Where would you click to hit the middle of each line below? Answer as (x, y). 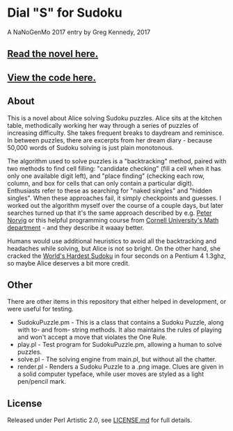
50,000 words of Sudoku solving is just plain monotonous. (90, 147)
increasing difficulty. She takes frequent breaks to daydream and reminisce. (116, 133)
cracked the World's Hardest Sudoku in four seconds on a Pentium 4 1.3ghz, (116, 256)
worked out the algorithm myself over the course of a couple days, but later (115, 205)
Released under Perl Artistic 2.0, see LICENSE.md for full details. (100, 420)
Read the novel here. (53, 54)
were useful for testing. (41, 309)
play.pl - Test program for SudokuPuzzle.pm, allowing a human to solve (120, 345)
